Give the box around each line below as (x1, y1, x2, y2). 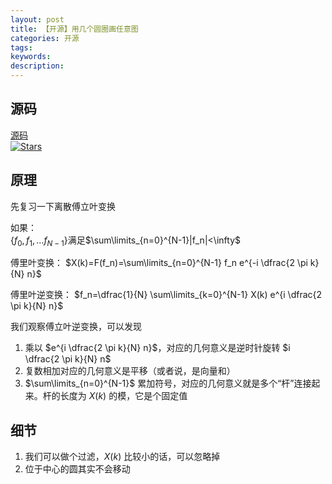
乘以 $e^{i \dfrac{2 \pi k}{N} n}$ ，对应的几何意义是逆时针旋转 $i (24, 342, 291, 354)
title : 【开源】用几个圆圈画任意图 (10, 24, 139, 34)
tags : (10, 42, 33, 53)
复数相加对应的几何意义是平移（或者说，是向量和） (24, 365, 236, 377)
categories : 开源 (10, 33, 80, 43)
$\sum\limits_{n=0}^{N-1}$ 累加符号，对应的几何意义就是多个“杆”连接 (24, 377, 312, 390)
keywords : (10, 52, 52, 62)
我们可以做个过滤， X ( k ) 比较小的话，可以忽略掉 (24, 451, 221, 463)
